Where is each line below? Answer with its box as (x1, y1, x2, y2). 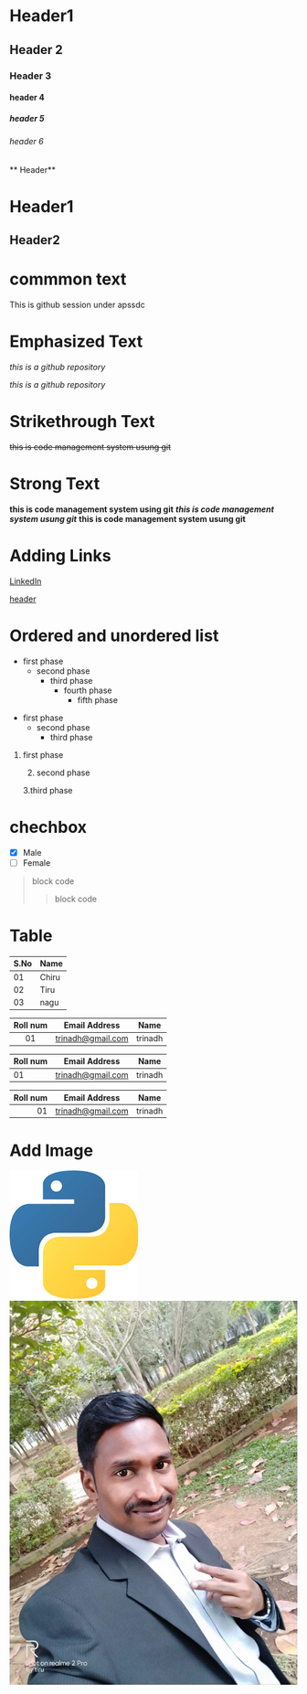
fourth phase (63, 685, 112, 696)
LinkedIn (9, 575, 42, 586)
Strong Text (9, 474, 101, 495)
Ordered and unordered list (9, 625, 219, 646)
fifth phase (77, 694, 119, 705)
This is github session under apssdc (9, 299, 145, 311)
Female (22, 857, 51, 868)
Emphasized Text (9, 331, 143, 352)
